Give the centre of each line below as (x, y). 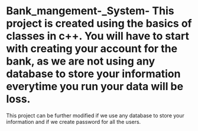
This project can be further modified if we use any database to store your (95, 115)
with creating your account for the (92, 49)
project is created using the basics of (99, 23)
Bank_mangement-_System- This (90, 11)
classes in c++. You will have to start (98, 36)
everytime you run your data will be (95, 87)
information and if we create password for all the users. (74, 122)
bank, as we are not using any (81, 61)
